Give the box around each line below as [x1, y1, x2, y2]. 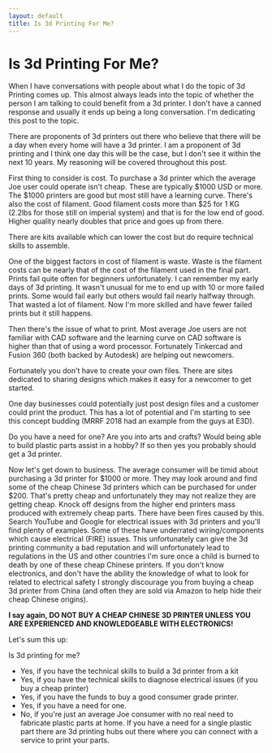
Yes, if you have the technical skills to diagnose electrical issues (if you [19, 675, 258, 685]
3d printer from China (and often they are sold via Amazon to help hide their [8, 586, 262, 596]
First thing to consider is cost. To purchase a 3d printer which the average [8, 173, 256, 183]
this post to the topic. [8, 115, 80, 126]
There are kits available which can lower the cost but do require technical [8, 233, 254, 242]
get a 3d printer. [8, 449, 63, 459]
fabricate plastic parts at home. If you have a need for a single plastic [19, 718, 253, 728]
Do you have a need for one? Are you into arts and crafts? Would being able [8, 432, 261, 442]
